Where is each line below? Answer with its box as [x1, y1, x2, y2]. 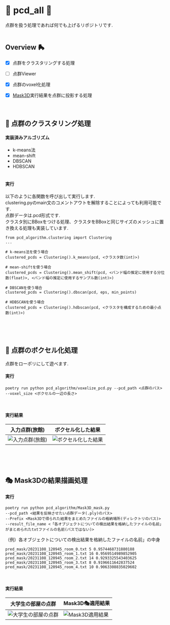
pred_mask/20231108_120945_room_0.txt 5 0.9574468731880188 [5, 546, 135, 552]
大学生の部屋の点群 [10, 601, 57, 608]
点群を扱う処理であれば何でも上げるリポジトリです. [5, 22, 113, 28]
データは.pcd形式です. [14, 212, 61, 218]
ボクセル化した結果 [55, 426, 101, 433]
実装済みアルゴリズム [5, 134, 50, 140]
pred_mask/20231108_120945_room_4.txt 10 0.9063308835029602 [5, 564, 137, 570]
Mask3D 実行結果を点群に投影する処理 [12, 92, 93, 98]
